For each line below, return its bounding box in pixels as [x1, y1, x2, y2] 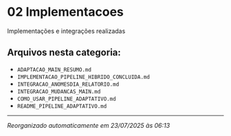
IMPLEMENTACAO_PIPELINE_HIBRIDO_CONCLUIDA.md [16, 73, 150, 80]
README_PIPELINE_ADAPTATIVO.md [16, 102, 107, 110]
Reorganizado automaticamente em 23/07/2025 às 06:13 [7, 121, 170, 129]
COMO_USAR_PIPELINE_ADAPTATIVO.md [16, 95, 116, 102]
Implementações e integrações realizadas [7, 27, 126, 35]
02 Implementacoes [7, 4, 124, 20]
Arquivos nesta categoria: [7, 47, 122, 58]
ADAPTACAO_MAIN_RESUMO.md [16, 66, 91, 73]
